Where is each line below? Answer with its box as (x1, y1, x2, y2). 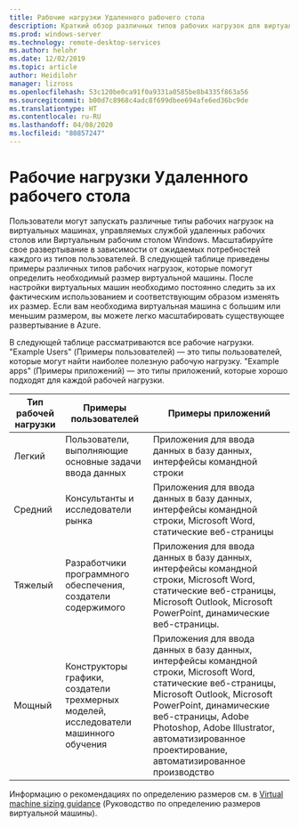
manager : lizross (9, 79, 74, 88)
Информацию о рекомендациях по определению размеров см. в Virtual (9, 789, 284, 799)
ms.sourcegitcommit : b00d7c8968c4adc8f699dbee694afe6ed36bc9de (9, 95, 249, 105)
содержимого (65, 601, 126, 613)
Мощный (13, 699, 53, 711)
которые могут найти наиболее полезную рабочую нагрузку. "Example (9, 355, 279, 366)
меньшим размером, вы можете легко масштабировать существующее (9, 310, 285, 320)
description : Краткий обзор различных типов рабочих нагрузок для (9, 21, 261, 30)
